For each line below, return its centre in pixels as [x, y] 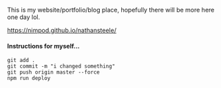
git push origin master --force [53, 72]
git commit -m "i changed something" [61, 67]
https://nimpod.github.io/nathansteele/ [62, 30]
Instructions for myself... [44, 46]
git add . [21, 61]
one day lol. [24, 17]
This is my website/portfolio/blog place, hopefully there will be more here [111, 10]
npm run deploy [29, 78]
